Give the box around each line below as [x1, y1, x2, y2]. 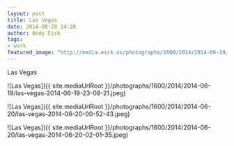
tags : [7, 36, 23, 43]
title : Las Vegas [7, 17, 58, 24]
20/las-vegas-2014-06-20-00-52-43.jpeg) [7, 109, 130, 118]
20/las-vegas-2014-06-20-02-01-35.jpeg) [7, 130, 129, 139]
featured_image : [7, 49, 54, 56]
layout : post [7, 10, 45, 17]
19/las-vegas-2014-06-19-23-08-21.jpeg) [7, 88, 127, 97]
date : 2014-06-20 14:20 [7, 23, 77, 30]
